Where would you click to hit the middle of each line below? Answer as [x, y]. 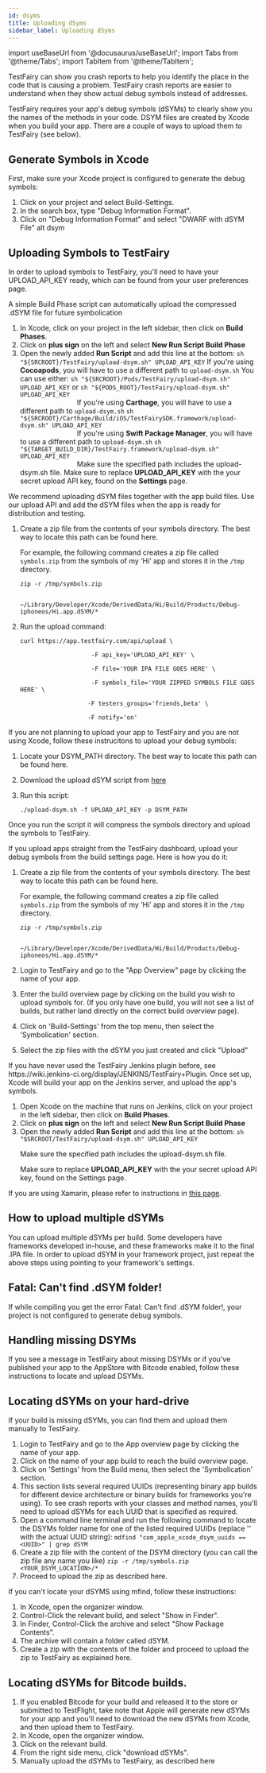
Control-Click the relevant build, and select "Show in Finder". [119, 1616]
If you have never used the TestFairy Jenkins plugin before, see [112, 1065]
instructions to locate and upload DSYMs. [76, 1376]
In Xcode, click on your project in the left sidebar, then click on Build [131, 328]
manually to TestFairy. [44, 1429]
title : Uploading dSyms [48, 23]
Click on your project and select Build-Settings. [97, 203]
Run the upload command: [63, 626]
